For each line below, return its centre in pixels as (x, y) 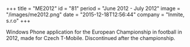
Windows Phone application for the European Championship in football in (94, 32)
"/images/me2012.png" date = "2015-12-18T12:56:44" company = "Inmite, (95, 15)
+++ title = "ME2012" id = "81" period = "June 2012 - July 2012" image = (93, 8)
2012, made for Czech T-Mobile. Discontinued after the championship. (91, 38)
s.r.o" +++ (18, 21)
